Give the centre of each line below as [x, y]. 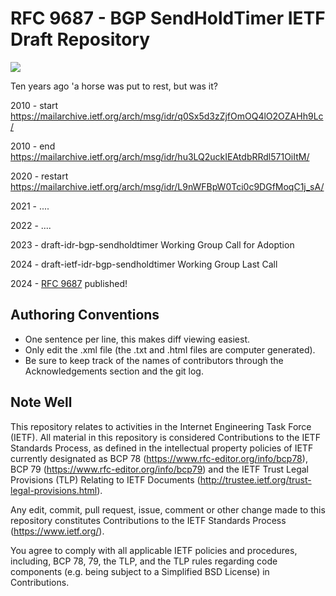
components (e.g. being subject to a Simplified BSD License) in [140, 571]
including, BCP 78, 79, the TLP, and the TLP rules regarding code [144, 561]
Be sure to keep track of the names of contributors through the [154, 360]
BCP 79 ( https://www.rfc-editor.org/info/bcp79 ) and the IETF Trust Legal [160, 469]
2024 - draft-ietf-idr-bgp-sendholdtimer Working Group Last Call [144, 264]
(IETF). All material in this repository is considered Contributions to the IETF [165, 437]
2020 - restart [39, 176]
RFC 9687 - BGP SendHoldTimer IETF [168, 18]
